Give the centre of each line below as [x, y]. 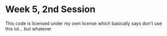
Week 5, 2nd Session [50, 9]
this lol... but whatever [28, 28]
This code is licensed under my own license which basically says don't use [84, 23]
